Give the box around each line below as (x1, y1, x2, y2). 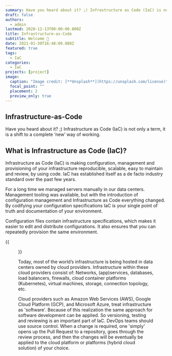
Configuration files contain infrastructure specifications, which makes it (5, 218, 156, 224)
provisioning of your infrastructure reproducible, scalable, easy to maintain (5, 165, 163, 171)
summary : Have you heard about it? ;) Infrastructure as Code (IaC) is (5, 7, 161, 13)
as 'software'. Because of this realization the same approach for (18, 307, 153, 313)
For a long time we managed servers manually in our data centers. (5, 186, 145, 192)
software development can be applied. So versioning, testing (18, 312, 146, 318)
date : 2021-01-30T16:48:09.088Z (5, 41, 74, 46)
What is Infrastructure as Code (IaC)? (5, 146, 127, 155)
